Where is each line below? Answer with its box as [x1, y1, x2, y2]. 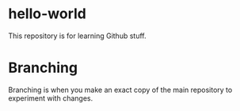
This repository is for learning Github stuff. [8, 31, 147, 40]
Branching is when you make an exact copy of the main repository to [8, 85, 233, 94]
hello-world [8, 5, 87, 23]
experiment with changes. [8, 93, 93, 103]
